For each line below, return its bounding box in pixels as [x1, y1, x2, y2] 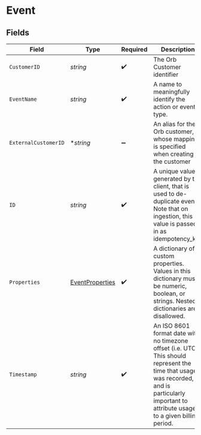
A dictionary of [153, 244, 195, 253]
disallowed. [153, 312, 185, 320]
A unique [153, 167, 179, 175]
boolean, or [153, 289, 185, 298]
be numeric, [153, 282, 187, 290]
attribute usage [153, 404, 196, 412]
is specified [153, 142, 186, 151]
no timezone [153, 337, 188, 345]
